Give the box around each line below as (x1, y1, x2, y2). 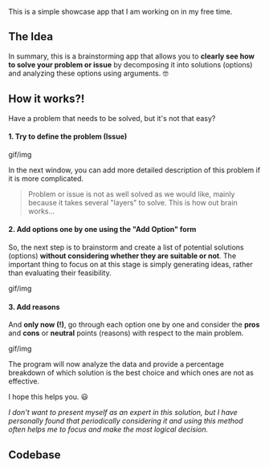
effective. (8, 376, 40, 386)
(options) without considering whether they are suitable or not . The (8, 251, 237, 261)
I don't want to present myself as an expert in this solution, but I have (8, 408, 238, 417)
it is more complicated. (8, 173, 84, 183)
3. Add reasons (8, 302, 60, 311)
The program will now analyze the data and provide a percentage (8, 359, 225, 369)
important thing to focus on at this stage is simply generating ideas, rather (8, 260, 253, 270)
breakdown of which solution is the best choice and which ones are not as (8, 368, 255, 378)
